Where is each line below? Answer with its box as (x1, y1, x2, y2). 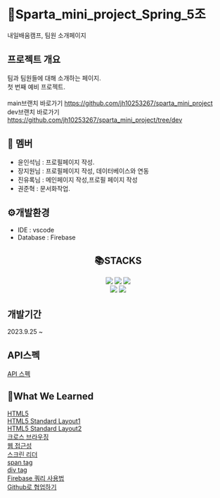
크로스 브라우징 (7, 432, 49, 441)
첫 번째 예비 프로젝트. (7, 82, 65, 91)
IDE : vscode (17, 226, 55, 235)
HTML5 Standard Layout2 (7, 424, 82, 432)
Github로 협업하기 (7, 483, 57, 491)
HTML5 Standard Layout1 (7, 416, 81, 425)
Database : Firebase (17, 233, 76, 242)
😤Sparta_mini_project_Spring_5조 (7, 6, 206, 23)
